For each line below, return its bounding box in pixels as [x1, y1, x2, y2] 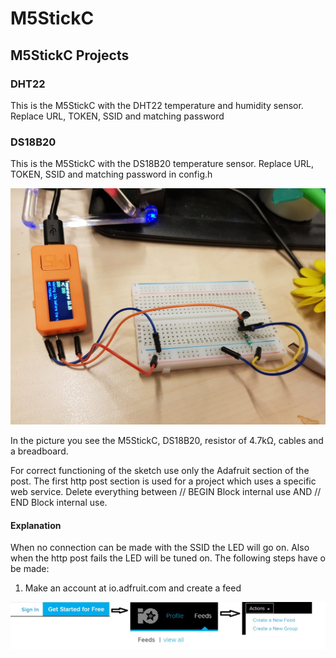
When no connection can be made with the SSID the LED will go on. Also [10, 542, 310, 554]
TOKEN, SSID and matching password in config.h [10, 168, 213, 181]
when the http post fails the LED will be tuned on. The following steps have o [10, 552, 326, 564]
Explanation [10, 519, 62, 531]
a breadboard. [10, 445, 69, 457]
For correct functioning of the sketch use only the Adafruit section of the [10, 465, 310, 477]
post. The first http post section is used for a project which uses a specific [10, 475, 317, 487]
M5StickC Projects [10, 47, 130, 64]
